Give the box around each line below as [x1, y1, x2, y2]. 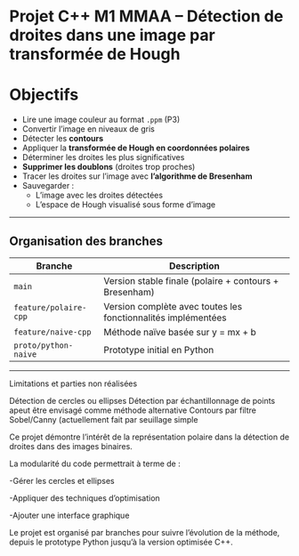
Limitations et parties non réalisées [9, 378, 138, 389]
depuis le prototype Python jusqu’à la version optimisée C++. [9, 536, 233, 547]
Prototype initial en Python [103, 343, 214, 356]
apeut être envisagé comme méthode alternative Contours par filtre [9, 405, 256, 415]
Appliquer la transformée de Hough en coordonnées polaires [21, 142, 251, 153]
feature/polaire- [13, 302, 87, 312]
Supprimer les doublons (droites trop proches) [21, 162, 196, 173]
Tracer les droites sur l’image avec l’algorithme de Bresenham [21, 171, 253, 181]
